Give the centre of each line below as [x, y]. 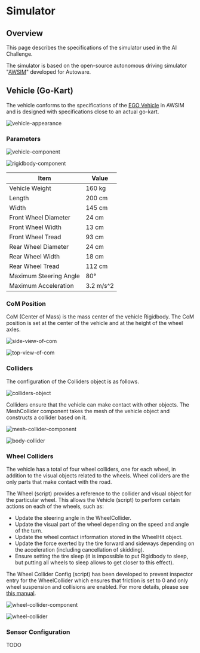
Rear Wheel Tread [34, 266]
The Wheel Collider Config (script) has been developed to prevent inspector [99, 574]
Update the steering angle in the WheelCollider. [73, 518]
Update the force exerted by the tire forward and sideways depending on [104, 543]
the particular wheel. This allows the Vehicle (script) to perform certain [93, 500]
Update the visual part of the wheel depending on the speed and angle [102, 524]
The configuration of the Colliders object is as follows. [73, 381]
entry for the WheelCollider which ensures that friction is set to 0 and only [97, 580]
